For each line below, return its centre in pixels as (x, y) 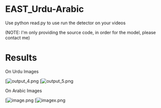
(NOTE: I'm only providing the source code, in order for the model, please (80, 32)
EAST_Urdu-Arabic (45, 9)
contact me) (18, 38)
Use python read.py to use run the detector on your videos (66, 23)
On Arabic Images (24, 91)
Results (21, 58)
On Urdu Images (22, 71)
